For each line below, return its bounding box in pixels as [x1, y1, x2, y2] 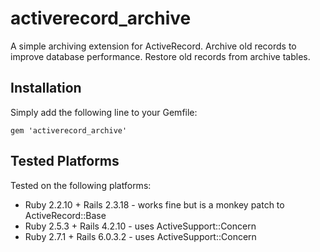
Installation [10, 80, 82, 97]
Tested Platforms [10, 153, 120, 170]
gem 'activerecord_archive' [10, 125, 128, 136]
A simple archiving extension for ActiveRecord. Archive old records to [10, 40, 297, 52]
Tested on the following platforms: [10, 179, 152, 191]
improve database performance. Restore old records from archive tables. [10, 50, 311, 62]
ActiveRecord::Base [24, 209, 107, 221]
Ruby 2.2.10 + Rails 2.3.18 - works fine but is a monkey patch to [24, 198, 285, 211]
